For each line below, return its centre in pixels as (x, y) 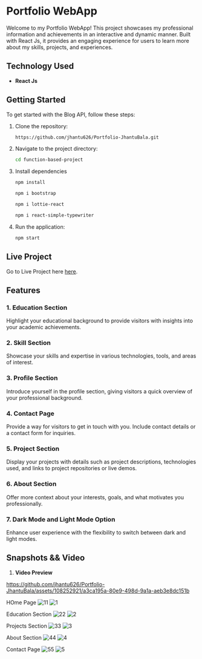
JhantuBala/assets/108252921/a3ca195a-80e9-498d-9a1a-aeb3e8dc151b (98, 591)
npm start (28, 238)
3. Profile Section (32, 378)
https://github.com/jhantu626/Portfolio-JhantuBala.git (87, 137)
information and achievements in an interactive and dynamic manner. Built (99, 34)
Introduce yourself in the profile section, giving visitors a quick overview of (99, 391)
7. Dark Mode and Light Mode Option (61, 519)
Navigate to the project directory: (56, 149)
